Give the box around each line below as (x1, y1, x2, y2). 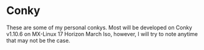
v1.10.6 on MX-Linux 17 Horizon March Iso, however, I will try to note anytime (6, 30, 198, 37)
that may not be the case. (6, 37, 71, 44)
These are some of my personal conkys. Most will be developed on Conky (6, 24, 192, 31)
